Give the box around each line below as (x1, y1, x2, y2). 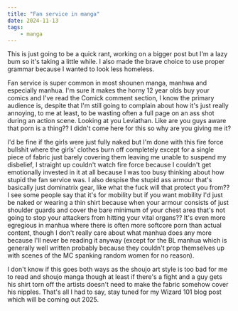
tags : (7, 23, 23, 31)
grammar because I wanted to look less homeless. (7, 65, 155, 73)
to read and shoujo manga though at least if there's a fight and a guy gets (7, 273, 222, 281)
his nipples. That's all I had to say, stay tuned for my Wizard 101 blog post (7, 288, 222, 296)
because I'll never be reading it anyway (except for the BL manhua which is (7, 236, 227, 245)
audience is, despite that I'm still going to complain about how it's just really (7, 101, 229, 110)
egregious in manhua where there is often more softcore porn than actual (7, 221, 222, 230)
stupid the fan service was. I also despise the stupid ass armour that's (7, 176, 212, 184)
